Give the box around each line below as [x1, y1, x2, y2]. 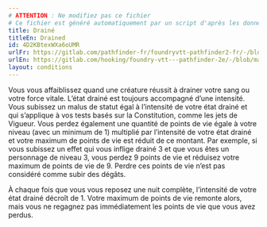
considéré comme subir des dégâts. [8, 169, 126, 179]
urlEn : [8, 56, 30, 64]
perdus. [8, 210, 34, 219]
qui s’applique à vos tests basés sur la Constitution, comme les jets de [8, 110, 238, 120]
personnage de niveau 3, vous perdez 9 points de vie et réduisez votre [8, 152, 240, 162]
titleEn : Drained [8, 33, 66, 42]
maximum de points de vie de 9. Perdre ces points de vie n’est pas [8, 160, 226, 171]
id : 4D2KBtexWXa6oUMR [8, 41, 80, 49]
